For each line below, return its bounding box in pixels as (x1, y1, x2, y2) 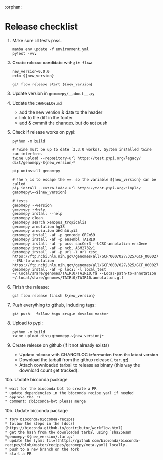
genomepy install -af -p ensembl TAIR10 (12, 237, 95, 242)
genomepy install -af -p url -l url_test (12, 250, 97, 254)
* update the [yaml (5, 438, 45, 443)
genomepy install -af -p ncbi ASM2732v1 (12, 245, 95, 251)
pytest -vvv (12, 51, 36, 56)
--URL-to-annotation (12, 258, 54, 263)
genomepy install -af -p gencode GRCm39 (12, 232, 95, 237)
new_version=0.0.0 (12, 69, 50, 74)
